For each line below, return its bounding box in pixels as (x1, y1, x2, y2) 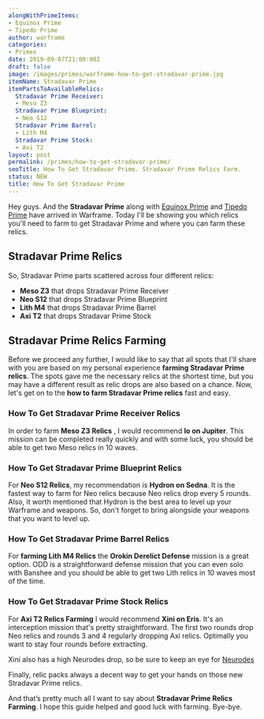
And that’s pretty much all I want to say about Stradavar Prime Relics (8, 693, 233, 702)
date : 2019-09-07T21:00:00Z (8, 56, 101, 64)
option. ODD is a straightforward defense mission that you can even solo (8, 560, 244, 569)
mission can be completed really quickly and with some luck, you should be (8, 434, 254, 444)
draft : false (8, 63, 51, 71)
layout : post (8, 151, 51, 158)
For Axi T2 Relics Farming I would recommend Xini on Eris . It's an (8, 614, 224, 624)
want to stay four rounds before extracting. (8, 639, 148, 649)
